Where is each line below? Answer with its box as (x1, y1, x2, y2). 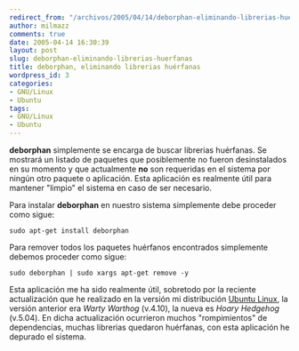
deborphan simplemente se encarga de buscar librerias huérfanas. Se (9, 145, 267, 156)
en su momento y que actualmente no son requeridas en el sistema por (9, 164, 271, 174)
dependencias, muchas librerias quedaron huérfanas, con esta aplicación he (9, 322, 290, 332)
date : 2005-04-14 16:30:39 (9, 37, 109, 47)
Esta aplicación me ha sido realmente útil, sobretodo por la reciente (9, 284, 256, 294)
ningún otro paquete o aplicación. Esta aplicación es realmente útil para (9, 173, 272, 183)
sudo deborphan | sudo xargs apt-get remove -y (9, 268, 190, 277)
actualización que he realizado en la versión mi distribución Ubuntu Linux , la (9, 294, 288, 304)
